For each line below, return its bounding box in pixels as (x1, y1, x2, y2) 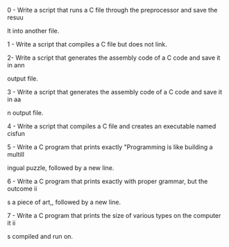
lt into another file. (7, 27, 60, 35)
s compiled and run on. (7, 232, 74, 240)
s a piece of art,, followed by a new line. (7, 198, 121, 206)
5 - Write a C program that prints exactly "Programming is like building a (7, 143, 213, 151)
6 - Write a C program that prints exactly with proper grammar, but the (7, 177, 208, 185)
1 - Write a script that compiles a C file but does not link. (7, 40, 168, 48)
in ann (7, 61, 26, 69)
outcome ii (7, 185, 37, 193)
